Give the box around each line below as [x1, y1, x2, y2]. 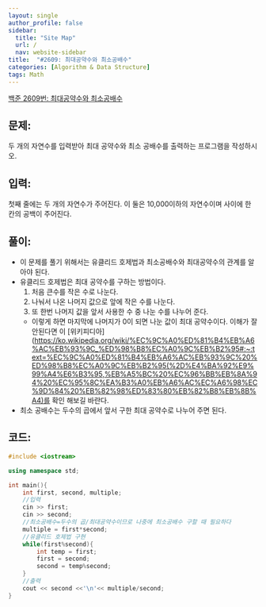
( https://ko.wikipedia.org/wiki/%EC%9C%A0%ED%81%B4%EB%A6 [31, 336, 255, 345]
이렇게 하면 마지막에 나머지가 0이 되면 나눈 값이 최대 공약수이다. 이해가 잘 [31, 317, 258, 326]
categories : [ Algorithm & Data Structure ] [8, 63, 150, 71]
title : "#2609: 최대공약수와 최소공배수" [8, 56, 132, 64]
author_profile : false [8, 19, 83, 27]
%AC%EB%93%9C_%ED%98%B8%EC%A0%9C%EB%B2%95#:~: [31, 344, 253, 354]
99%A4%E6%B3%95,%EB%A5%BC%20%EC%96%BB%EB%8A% [31, 370, 253, 379]
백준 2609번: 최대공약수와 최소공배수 [8, 93, 123, 103]
